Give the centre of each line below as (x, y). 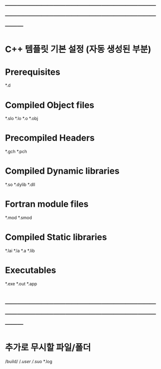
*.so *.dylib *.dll (20, 184)
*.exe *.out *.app (21, 284)
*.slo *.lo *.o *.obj (22, 118)
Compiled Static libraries (56, 237)
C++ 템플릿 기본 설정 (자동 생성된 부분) (78, 49)
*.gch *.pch (16, 151)
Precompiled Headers (50, 138)
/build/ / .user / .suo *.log (29, 362)
